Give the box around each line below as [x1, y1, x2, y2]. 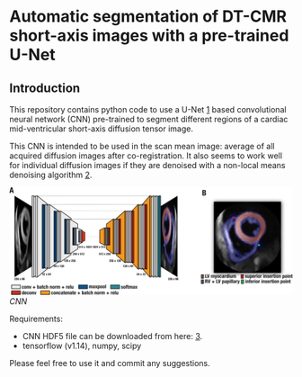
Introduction [9, 80, 81, 95]
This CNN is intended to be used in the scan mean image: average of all [9, 141, 275, 151]
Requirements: [9, 313, 63, 325]
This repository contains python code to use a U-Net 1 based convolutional [9, 104, 287, 114]
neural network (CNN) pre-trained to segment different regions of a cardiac [9, 114, 289, 124]
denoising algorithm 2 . [9, 169, 93, 180]
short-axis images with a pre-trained [9, 25, 289, 46]
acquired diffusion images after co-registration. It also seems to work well [9, 150, 283, 161]
